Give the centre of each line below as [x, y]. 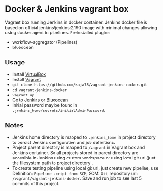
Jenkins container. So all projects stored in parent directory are [75, 152]
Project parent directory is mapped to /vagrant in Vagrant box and [78, 147]
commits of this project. [36, 183]
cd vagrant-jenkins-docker [39, 90]
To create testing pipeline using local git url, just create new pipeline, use [85, 168]
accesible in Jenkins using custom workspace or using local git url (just [84, 158]
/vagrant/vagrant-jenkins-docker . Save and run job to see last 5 [77, 178]
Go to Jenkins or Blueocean [40, 100]
